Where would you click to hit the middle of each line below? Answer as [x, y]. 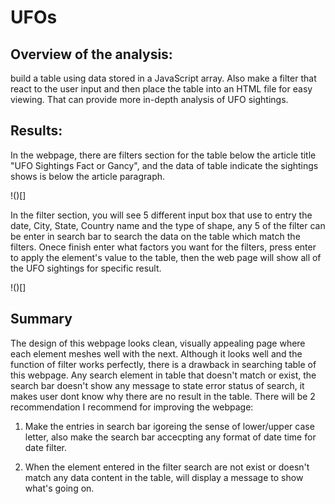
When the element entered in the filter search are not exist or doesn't [167, 467]
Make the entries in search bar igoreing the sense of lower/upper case [169, 426]
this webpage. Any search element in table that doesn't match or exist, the [163, 375]
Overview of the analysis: [91, 54]
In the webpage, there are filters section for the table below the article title [163, 155]
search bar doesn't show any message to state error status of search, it [157, 385]
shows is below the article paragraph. [88, 176]
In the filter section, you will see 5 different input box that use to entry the [161, 215]
